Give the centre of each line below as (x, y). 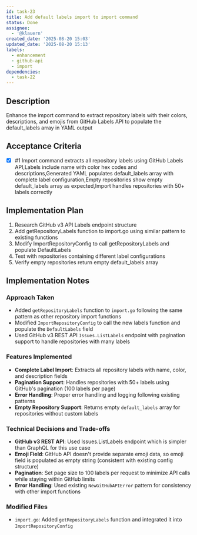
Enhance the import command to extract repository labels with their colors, (97, 115)
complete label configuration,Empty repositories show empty (89, 180)
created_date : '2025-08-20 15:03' (49, 39)
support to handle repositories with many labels (72, 341)
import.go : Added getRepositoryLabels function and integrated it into (98, 520)
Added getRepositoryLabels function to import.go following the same (98, 310)
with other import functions (48, 491)
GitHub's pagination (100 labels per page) (65, 388)
